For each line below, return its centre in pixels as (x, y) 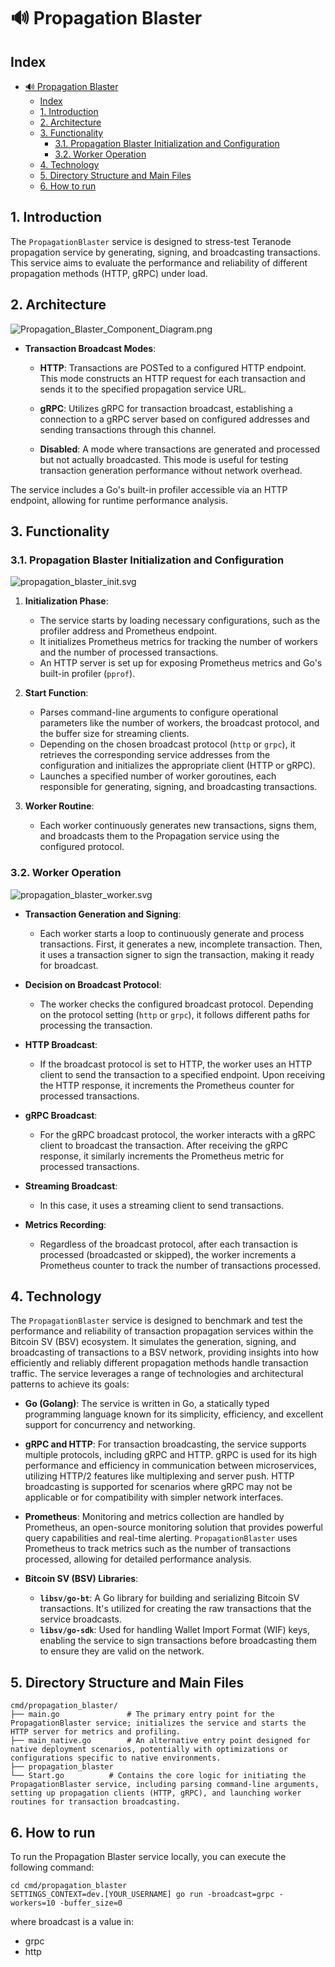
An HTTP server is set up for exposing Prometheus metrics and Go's (181, 663)
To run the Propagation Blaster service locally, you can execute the (148, 1857)
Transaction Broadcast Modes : (90, 348)
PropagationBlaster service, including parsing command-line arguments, (165, 1785)
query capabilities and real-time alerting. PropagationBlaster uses (161, 1538)
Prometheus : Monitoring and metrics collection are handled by (154, 1517)
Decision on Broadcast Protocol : (93, 984)
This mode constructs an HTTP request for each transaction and (172, 378)
